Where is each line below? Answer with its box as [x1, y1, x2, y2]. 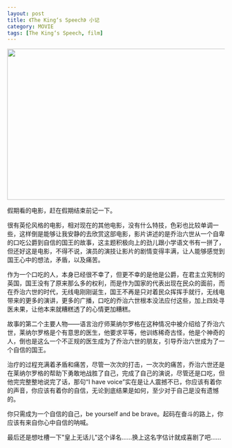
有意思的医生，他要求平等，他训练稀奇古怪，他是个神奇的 [61, 328, 225, 337]
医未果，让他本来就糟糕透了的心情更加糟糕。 [7, 305, 135, 314]
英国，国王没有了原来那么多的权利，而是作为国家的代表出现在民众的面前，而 [7, 279, 225, 287]
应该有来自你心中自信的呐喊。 [7, 418, 92, 427]
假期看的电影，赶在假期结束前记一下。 [7, 206, 116, 215]
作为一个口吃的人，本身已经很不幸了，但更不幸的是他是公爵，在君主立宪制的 [7, 271, 225, 279]
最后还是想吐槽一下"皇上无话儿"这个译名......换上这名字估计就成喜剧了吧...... [7, 433, 222, 442]
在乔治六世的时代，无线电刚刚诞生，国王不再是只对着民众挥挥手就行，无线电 [7, 288, 225, 296]
